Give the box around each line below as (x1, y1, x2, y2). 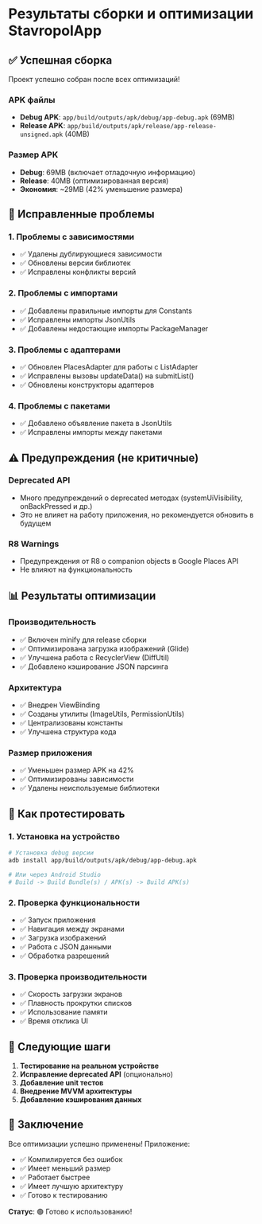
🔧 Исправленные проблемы (8, 207, 155, 221)
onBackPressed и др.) (19, 501, 93, 510)
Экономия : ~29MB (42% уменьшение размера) (19, 184, 183, 194)
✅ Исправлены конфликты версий (19, 268, 137, 277)
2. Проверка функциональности (8, 897, 141, 908)
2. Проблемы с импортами (8, 287, 118, 299)
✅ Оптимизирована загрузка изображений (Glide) (19, 643, 190, 653)
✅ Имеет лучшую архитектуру (19, 1181, 124, 1191)
